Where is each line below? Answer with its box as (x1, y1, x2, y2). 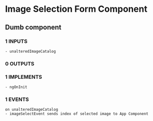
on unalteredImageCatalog (5, 107, 58, 112)
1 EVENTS (5, 96, 30, 103)
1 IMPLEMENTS (5, 73, 42, 80)
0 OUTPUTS (5, 60, 34, 67)
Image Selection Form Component (5, 3, 148, 15)
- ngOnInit (5, 85, 28, 90)
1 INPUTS (5, 38, 28, 45)
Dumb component (5, 23, 61, 31)
